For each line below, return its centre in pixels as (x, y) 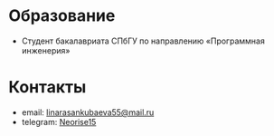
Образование (62, 16)
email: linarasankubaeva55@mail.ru (88, 112)
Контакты (47, 87)
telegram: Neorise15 (59, 121)
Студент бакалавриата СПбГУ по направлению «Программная (143, 41)
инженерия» (46, 50)
